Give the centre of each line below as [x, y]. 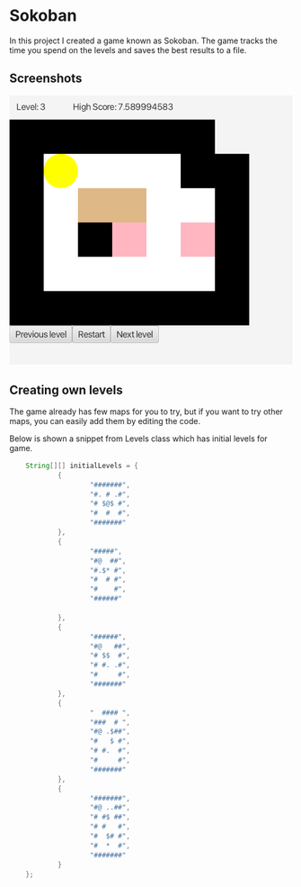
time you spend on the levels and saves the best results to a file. [128, 50]
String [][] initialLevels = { [82, 466]
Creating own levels [66, 389]
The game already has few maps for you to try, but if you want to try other [146, 412]
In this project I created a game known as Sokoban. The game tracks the [144, 41]
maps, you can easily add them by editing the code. [105, 421]
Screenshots [46, 79]
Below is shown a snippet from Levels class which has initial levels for [138, 439]
